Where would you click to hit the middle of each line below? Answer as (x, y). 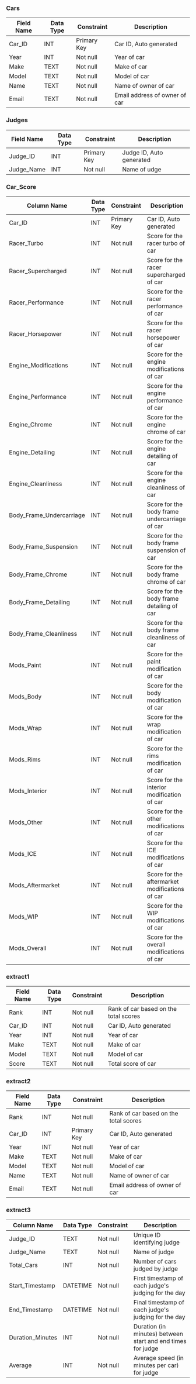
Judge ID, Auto (143, 152)
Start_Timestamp (32, 1285)
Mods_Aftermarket (34, 885)
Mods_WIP (24, 917)
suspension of (166, 550)
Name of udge (142, 169)
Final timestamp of (159, 1302)
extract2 (18, 1082)
